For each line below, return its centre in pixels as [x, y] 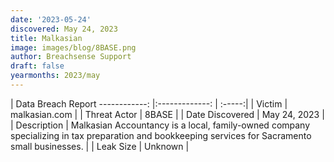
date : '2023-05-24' [51, 19]
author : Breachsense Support [71, 57]
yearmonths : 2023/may [55, 76]
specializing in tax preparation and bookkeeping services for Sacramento [161, 135]
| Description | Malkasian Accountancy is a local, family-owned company [160, 125]
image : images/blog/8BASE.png [73, 47]
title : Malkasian [46, 38]
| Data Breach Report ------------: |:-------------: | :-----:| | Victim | [149, 103]
